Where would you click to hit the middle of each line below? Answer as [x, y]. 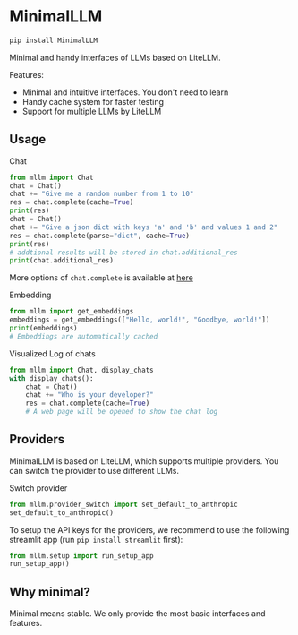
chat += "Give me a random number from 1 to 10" [102, 194]
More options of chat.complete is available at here [102, 278]
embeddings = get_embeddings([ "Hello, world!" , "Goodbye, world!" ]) [140, 320]
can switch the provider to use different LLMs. [94, 470]
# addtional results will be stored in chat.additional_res [124, 253]
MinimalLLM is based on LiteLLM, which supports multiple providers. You [144, 461]
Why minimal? [50, 592]
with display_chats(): [51, 378]
